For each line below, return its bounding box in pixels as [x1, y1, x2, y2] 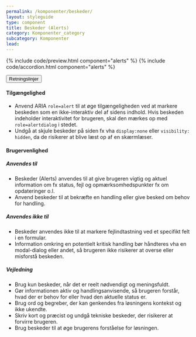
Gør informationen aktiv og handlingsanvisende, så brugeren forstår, [14, 287, 180, 294]
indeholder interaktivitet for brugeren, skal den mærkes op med [14, 115, 168, 122]
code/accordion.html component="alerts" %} [6, 63, 116, 70]
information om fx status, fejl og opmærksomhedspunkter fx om [14, 181, 169, 188]
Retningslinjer [9, 75, 39, 82]
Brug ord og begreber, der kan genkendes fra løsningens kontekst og [14, 299, 182, 307]
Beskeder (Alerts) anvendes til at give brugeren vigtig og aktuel [14, 175, 167, 182]
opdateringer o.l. [14, 187, 55, 194]
